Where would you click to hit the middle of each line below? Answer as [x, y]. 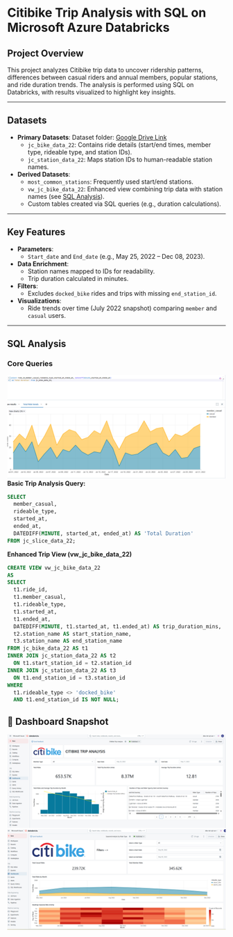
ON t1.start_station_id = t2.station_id [72, 663]
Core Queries [30, 363]
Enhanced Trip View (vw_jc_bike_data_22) [70, 554]
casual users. [47, 315]
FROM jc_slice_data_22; [42, 540]
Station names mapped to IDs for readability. [91, 271]
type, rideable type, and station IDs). [80, 152]
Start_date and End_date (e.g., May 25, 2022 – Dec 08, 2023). [116, 256]
